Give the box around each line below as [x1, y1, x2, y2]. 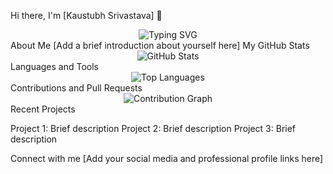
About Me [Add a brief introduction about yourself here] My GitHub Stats [10, 40, 310, 51]
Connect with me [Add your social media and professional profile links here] [10, 153, 324, 164]
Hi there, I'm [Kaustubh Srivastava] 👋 [10, 10, 163, 21]
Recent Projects [10, 103, 76, 115]
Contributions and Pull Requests [10, 82, 143, 94]
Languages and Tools [10, 61, 100, 72]
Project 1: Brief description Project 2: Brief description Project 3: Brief [10, 123, 297, 134]
